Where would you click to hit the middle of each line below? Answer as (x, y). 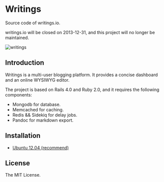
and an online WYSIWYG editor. (37, 80)
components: (19, 94)
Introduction (25, 63)
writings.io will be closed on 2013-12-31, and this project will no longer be (80, 32)
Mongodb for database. (36, 104)
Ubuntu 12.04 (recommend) (41, 147)
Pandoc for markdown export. (43, 120)
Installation (23, 136)
